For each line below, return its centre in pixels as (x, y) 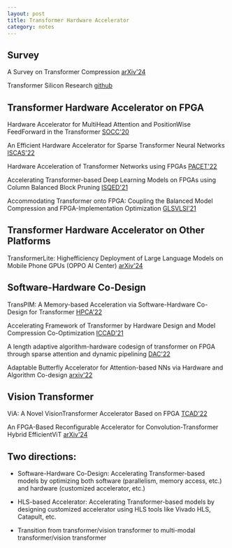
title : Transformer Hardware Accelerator (68, 20)
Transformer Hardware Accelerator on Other (106, 231)
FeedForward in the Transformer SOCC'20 (68, 132)
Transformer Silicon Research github (60, 85)
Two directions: (42, 457)
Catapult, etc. (37, 517)
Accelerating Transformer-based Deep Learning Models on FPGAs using (112, 180)
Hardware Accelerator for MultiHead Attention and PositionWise (99, 124)
